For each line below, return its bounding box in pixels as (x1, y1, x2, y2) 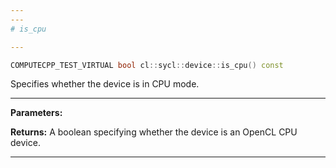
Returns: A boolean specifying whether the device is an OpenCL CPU (10, 126, 298, 138)
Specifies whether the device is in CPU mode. (10, 78, 200, 90)
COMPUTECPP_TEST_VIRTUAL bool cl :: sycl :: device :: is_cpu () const (10, 60, 284, 70)
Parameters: (10, 107, 63, 119)
